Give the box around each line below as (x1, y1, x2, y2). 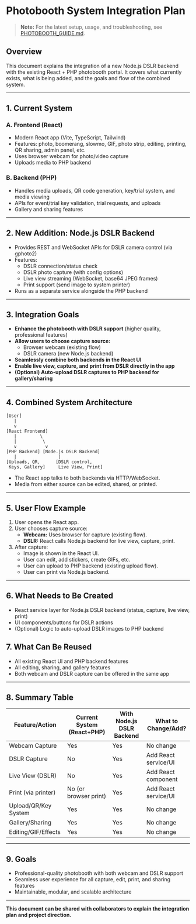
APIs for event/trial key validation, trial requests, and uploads (14, 199, 161, 206)
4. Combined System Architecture (6, 397, 132, 408)
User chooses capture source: (14, 525, 87, 532)
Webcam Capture (9, 742, 57, 750)
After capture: (14, 543, 48, 550)
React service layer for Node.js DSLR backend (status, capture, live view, (14, 606, 190, 613)
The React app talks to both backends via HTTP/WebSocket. (14, 474, 160, 481)
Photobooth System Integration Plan (6, 4, 185, 18)
